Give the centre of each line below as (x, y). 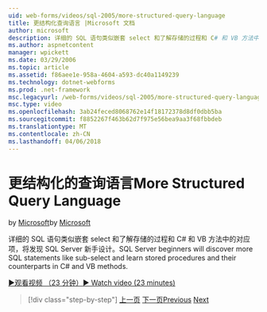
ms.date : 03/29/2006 (43, 60)
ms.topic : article (39, 68)
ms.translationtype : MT (48, 127)
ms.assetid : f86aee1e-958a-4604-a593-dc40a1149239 (94, 75)
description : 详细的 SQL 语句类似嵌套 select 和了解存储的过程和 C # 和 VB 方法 (131, 38)
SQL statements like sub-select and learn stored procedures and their (122, 258)
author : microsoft (39, 30)
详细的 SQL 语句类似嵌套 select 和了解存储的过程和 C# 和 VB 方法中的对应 (129, 239)
